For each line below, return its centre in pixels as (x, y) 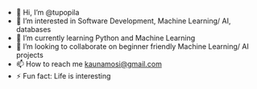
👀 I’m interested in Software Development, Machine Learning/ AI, (123, 21)
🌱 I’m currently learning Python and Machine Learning (106, 38)
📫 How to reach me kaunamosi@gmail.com (89, 64)
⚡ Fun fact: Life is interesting (63, 76)
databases (33, 29)
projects (30, 55)
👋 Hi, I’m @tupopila (48, 12)
